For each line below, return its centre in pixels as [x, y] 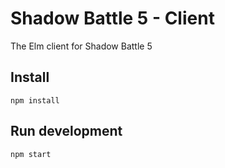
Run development [66, 131]
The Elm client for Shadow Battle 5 [81, 46]
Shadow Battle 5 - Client [112, 18]
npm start [31, 154]
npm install [35, 100]
